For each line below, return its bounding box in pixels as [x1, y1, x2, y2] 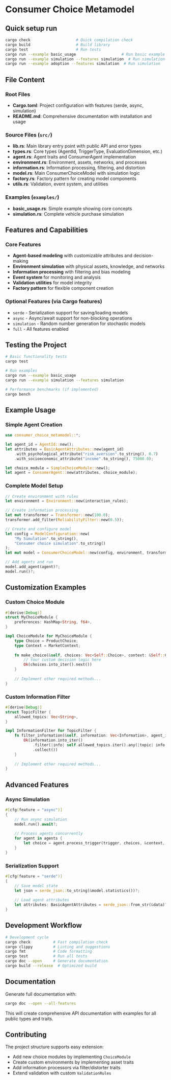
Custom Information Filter [5, 693, 70, 700]
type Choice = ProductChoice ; [14, 638, 79, 644]
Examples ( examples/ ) [5, 194, 60, 201]
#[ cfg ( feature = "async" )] [5, 807, 63, 812]
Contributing [5, 1030, 47, 1039]
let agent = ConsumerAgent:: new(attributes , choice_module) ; [5, 470, 138, 475]
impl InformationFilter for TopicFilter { [5, 728, 97, 733]
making [12, 258, 28, 264]
